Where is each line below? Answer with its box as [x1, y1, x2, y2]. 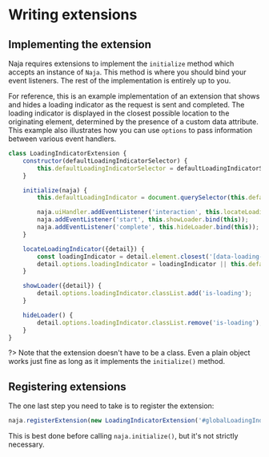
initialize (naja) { [22, 186, 88, 194]
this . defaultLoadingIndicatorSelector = [37, 164, 174, 172]
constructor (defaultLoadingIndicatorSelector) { [22, 156, 188, 165]
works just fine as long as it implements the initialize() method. [8, 357, 226, 366]
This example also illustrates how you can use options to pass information [8, 126, 253, 135]
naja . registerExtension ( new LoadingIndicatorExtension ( [8, 417, 199, 425]
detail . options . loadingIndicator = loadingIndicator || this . [37, 260, 249, 268]
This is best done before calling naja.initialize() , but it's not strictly [8, 431, 239, 441]
